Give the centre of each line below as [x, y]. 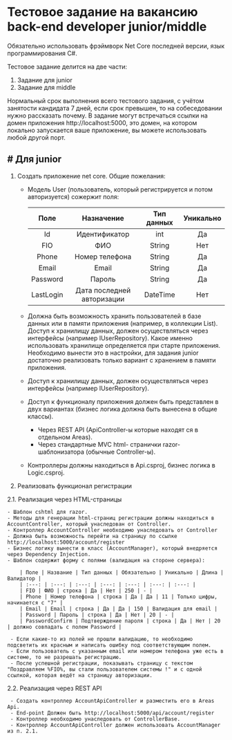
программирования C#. [42, 53]
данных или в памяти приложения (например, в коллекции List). [123, 323]
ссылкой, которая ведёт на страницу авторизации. [80, 675]
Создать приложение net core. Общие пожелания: [91, 176]
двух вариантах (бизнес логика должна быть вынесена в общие [122, 409]
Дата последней [103, 290]
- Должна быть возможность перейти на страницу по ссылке [92, 536]
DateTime [159, 295]
